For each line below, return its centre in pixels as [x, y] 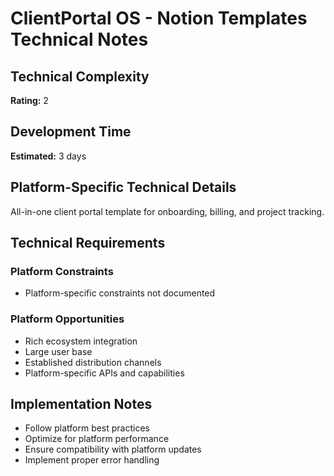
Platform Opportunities [67, 319]
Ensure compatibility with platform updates [113, 449]
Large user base [58, 351]
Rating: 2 [29, 100]
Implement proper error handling [92, 460]
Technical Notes [79, 39]
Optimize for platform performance [97, 439]
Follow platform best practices [87, 428]
